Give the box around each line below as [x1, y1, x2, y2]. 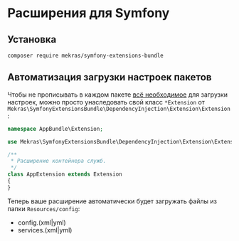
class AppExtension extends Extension [7, 171, 122, 178]
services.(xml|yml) [17, 225, 73, 234]
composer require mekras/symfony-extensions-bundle [7, 52, 164, 59]
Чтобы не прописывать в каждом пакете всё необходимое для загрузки [7, 90, 228, 99]
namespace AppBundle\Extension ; [7, 125, 103, 132]
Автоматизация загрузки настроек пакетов [7, 71, 212, 83]
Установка [7, 33, 57, 45]
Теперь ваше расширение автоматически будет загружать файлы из [7, 197, 217, 205]
